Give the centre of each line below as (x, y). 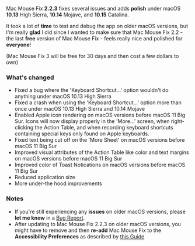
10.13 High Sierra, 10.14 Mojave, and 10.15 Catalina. (68, 15)
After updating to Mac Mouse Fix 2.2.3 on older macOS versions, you (97, 224)
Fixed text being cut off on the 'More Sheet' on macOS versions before (100, 140)
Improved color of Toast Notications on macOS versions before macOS (100, 165)
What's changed (30, 77)
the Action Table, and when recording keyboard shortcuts (104, 128)
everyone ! (19, 45)
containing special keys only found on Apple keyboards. (82, 134)
